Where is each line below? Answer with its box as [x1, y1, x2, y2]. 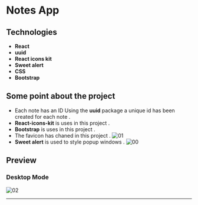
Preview [6, 155, 37, 165]
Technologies [6, 27, 58, 37]
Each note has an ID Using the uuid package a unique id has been [14, 107, 175, 114]
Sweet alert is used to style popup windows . [14, 138, 125, 145]
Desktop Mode [6, 173, 49, 181]
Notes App [6, 4, 60, 17]
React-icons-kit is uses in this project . [14, 119, 110, 126]
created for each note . [14, 113, 71, 120]
